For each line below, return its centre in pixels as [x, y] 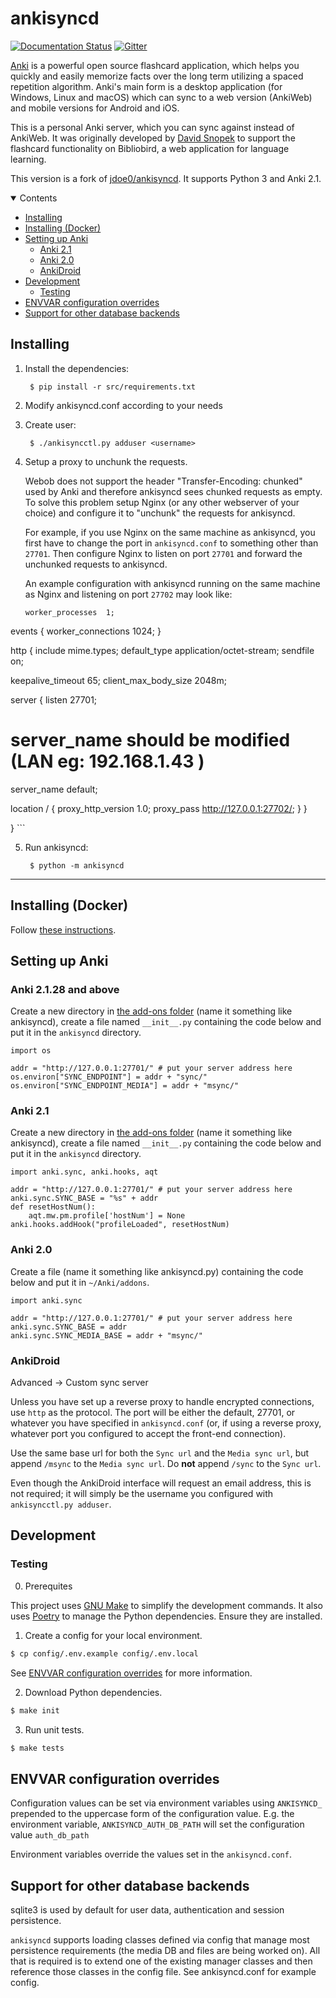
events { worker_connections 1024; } [86, 631]
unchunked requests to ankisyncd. [96, 564]
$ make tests [37, 1748]
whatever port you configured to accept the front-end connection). [148, 1434]
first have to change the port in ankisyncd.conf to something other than [171, 543]
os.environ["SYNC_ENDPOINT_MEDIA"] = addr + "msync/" [125, 1086]
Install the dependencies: [77, 368]
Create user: [50, 424]
